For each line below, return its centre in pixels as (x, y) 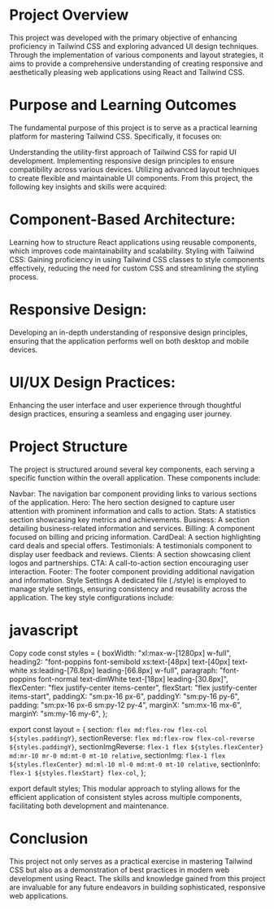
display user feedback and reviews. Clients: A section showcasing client (130, 554)
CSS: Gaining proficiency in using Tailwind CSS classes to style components (137, 259)
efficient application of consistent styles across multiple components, (126, 797)
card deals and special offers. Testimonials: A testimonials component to (131, 545)
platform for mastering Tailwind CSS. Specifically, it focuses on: (116, 136)
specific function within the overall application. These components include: (135, 477)
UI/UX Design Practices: (92, 382)
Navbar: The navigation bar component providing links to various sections (133, 494)
